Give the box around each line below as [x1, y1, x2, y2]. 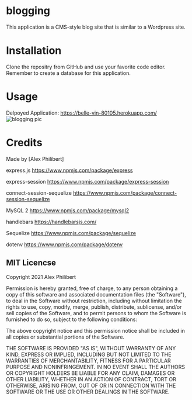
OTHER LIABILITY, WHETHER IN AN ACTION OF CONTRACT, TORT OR [6, 375, 176, 382]
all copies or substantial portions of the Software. [6, 333, 124, 340]
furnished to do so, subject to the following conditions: [6, 316, 137, 323]
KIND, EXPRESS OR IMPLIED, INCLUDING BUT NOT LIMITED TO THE [6, 351, 172, 358]
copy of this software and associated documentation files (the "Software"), [6, 291, 187, 298]
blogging [6, 4, 51, 18]
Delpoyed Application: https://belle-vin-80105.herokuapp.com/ [6, 109, 157, 116]
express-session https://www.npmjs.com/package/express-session [6, 178, 169, 185]
